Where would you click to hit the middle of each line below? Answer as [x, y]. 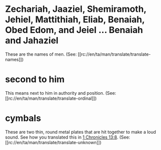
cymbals [23, 118]
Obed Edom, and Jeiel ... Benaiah [74, 30]
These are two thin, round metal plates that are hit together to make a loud [81, 132]
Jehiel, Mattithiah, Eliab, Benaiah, [75, 19]
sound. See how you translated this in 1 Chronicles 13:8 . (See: [68, 137]
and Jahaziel [32, 41]
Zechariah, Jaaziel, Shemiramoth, [76, 9]
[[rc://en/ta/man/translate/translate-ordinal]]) [51, 98]
